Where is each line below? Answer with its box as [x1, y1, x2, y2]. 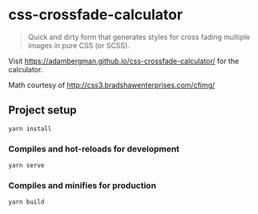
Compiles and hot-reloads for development [8, 143, 180, 154]
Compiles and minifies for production [8, 180, 156, 191]
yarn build [8, 198, 45, 206]
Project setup [8, 103, 78, 117]
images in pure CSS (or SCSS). [27, 40, 130, 50]
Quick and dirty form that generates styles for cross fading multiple [27, 32, 251, 42]
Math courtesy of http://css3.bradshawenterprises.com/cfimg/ [8, 80, 216, 90]
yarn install [8, 124, 52, 133]
